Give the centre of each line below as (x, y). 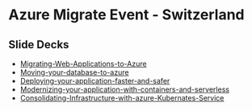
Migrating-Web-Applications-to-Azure (83, 64)
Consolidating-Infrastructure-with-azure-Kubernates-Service (122, 98)
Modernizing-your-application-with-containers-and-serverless (125, 89)
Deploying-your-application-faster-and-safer (95, 81)
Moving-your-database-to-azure (74, 72)
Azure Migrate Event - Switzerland (126, 15)
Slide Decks (39, 45)
